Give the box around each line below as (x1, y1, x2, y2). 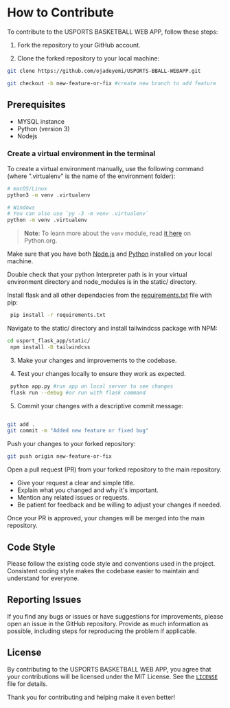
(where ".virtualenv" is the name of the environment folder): (7, 172, 176, 180)
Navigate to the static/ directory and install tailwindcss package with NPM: (7, 324, 218, 333)
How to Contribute (7, 5, 115, 21)
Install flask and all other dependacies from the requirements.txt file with (7, 291, 212, 300)
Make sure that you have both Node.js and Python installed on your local (7, 250, 213, 258)
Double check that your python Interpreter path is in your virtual (7, 270, 187, 279)
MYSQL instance (16, 117, 65, 125)
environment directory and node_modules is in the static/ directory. (7, 278, 197, 286)
